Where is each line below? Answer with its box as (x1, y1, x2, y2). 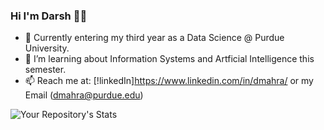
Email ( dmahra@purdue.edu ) (24, 89, 144, 101)
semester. (24, 64, 67, 76)
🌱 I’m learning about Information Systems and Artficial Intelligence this (24, 53, 315, 65)
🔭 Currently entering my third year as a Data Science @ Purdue (24, 32, 285, 44)
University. (24, 42, 70, 54)
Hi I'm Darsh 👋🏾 (10, 9, 88, 23)
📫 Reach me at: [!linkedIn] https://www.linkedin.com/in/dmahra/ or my (24, 75, 314, 87)
